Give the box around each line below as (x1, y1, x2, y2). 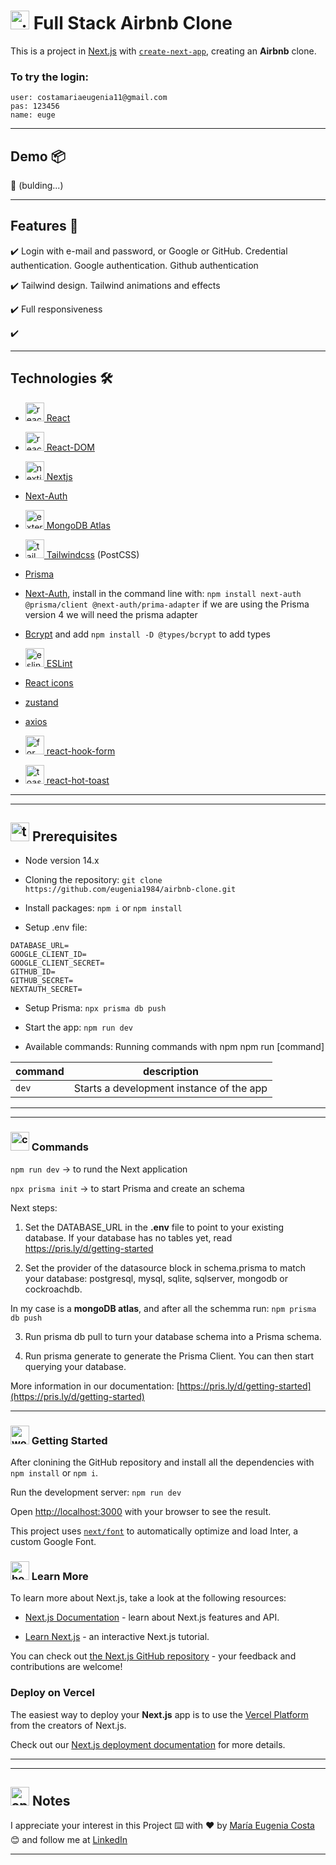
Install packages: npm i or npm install (24, 902, 183, 914)
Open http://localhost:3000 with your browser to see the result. (10, 1506, 272, 1518)
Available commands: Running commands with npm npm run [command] (24, 1041, 325, 1053)
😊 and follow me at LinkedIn (10, 1834, 128, 1846)
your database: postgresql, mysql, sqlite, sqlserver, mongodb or (24, 1272, 288, 1284)
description (142, 1065, 199, 1079)
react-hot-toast (46, 774, 110, 786)
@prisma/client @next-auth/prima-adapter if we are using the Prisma (24, 598, 310, 610)
